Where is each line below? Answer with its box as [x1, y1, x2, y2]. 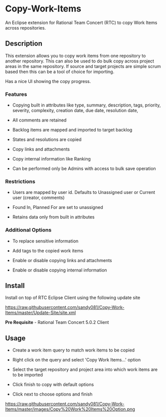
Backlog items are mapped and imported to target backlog [12, 127, 133, 133]
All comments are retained [12, 117, 67, 123]
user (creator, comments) [12, 194, 65, 200]
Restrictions [5, 178, 36, 185]
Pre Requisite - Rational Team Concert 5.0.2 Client [5, 319, 109, 325]
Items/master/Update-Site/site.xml [5, 309, 76, 315]
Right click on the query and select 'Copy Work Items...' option [12, 357, 141, 363]
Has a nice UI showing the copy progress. [5, 78, 91, 84]
